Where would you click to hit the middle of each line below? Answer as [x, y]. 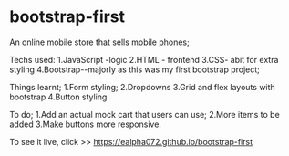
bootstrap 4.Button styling [58, 97]
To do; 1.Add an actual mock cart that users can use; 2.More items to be [144, 114]
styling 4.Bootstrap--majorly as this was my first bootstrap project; [134, 69]
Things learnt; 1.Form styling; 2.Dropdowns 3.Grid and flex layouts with [142, 87]
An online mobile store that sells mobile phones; [99, 42]
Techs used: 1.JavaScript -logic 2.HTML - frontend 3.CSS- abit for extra [144, 59]
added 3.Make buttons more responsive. [86, 124]
